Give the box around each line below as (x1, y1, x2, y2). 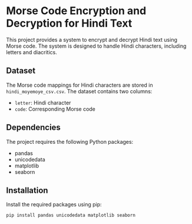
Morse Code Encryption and (6, 4, 147, 18)
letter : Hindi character (14, 99, 71, 106)
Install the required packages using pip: (6, 201, 102, 208)
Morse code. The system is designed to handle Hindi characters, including (6, 42, 187, 50)
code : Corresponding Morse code (14, 105, 96, 113)
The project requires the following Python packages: (6, 138, 134, 145)
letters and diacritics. (6, 48, 57, 55)
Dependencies (6, 123, 61, 133)
